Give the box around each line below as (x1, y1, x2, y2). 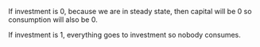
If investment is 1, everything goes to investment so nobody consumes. (8, 31, 241, 39)
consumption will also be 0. (8, 15, 98, 24)
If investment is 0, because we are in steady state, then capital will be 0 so (8, 7, 252, 16)
